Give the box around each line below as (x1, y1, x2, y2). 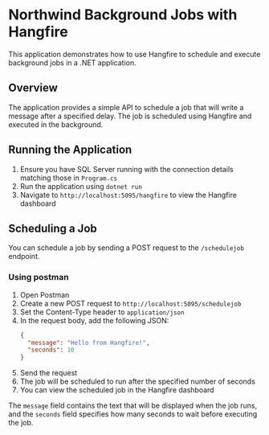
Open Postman (19, 289, 70, 299)
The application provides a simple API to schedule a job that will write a (8, 102, 244, 112)
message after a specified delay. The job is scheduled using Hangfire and (8, 111, 252, 121)
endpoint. (8, 252, 40, 261)
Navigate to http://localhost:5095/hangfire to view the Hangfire (19, 190, 237, 199)
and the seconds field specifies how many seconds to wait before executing (8, 409, 258, 419)
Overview (8, 81, 59, 95)
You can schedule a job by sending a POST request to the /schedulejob (8, 243, 245, 252)
